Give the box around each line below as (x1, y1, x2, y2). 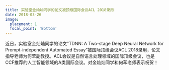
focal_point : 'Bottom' (10, 26, 57, 31)
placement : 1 (10, 21, 37, 27)
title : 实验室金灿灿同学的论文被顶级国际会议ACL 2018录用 (5, 7, 114, 13)
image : (5, 17, 19, 22)
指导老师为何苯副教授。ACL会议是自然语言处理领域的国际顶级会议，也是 (5, 53, 155, 59)
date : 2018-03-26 (5, 12, 42, 17)
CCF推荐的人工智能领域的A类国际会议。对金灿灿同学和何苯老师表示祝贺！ (5, 59, 158, 65)
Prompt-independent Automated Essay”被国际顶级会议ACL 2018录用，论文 (5, 47, 160, 53)
